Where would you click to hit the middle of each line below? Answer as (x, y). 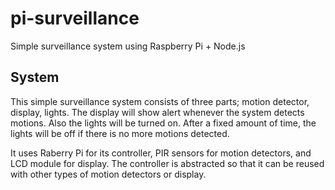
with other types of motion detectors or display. (108, 174)
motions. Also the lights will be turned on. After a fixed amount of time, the (163, 123)
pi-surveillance (75, 18)
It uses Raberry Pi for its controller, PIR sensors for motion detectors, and (161, 153)
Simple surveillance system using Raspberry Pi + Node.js (128, 46)
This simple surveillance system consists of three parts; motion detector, (160, 101)
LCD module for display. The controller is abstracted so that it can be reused (167, 163)
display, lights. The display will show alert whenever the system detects (157, 112)
